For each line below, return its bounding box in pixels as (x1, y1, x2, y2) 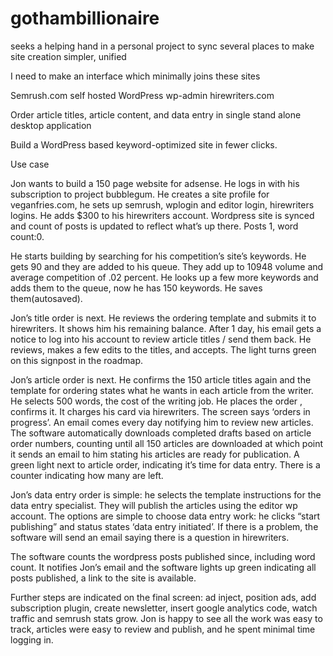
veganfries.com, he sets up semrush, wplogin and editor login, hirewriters (10, 198, 315, 211)
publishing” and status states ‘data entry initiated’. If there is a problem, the (10, 520, 319, 532)
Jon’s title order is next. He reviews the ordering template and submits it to (10, 312, 317, 324)
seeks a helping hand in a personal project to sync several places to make (10, 40, 315, 52)
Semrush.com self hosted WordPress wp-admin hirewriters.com (10, 89, 275, 101)
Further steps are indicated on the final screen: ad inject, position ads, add (10, 591, 317, 603)
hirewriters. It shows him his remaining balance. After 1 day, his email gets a (10, 322, 322, 334)
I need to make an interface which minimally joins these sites (10, 70, 261, 82)
